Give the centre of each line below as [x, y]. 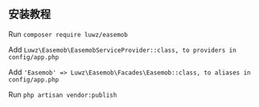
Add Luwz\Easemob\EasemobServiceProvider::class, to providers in [123, 50]
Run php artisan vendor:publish [63, 94]
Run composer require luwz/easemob [68, 34]
